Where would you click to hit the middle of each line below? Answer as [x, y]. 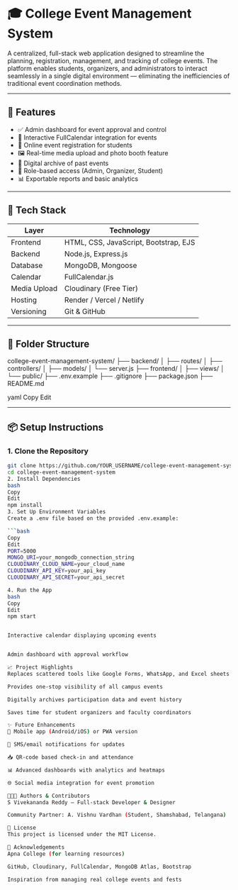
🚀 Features [32, 112]
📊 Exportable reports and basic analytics [78, 179]
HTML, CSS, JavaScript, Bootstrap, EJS [130, 242]
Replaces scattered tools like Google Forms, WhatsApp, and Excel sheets [119, 674]
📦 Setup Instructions [56, 427]
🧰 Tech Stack [37, 210]
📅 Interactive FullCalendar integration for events [87, 137]
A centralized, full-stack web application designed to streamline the [106, 53]
